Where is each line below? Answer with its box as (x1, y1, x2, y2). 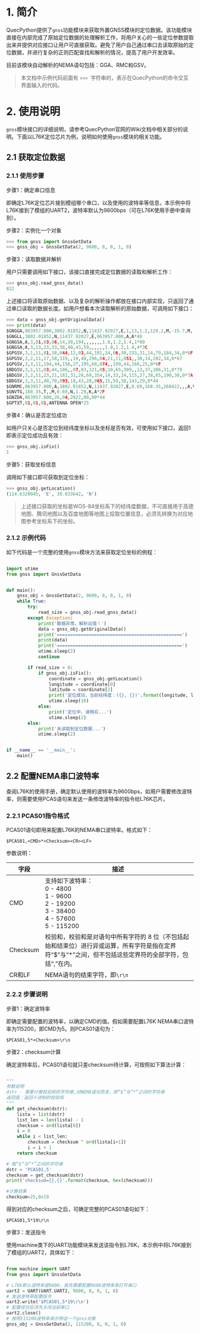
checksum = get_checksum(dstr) (6, 1172, 84, 1178)
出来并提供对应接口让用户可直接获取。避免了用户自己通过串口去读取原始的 (6, 41, 189, 48)
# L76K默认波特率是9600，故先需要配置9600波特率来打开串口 (6, 1282, 137, 1288)
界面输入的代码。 (20, 81, 63, 88)
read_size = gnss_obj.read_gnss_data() (37, 610, 137, 616)
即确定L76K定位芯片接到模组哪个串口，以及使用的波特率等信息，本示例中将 (6, 199, 191, 206)
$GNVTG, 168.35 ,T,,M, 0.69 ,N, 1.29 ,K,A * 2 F (6, 389, 105, 395)
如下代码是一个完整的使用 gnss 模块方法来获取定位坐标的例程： (6, 548, 158, 555)
